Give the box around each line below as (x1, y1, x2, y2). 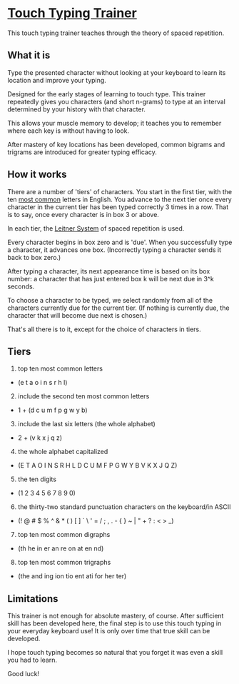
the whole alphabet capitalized (17, 448, 108, 456)
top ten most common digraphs (17, 530, 111, 539)
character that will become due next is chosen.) (7, 311, 148, 319)
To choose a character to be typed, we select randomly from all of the (7, 296, 213, 304)
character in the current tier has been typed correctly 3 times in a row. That (7, 202, 229, 211)
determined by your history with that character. (7, 105, 146, 114)
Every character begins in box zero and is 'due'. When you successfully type (7, 238, 233, 246)
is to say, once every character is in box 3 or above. (7, 210, 159, 218)
